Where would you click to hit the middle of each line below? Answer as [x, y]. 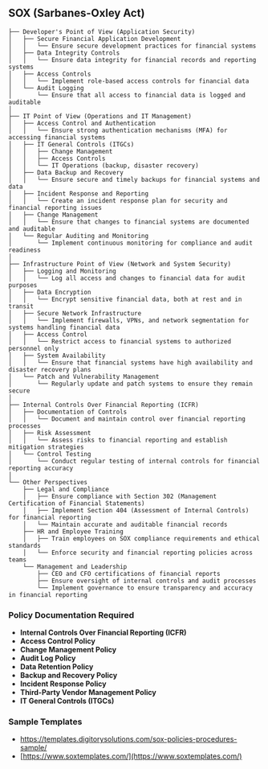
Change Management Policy [68, 650]
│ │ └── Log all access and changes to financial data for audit [127, 278]
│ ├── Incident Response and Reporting [79, 193]
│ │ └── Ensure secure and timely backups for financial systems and [134, 179]
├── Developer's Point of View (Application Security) [102, 31]
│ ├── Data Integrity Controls [64, 53]
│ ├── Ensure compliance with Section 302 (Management [120, 496]
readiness [25, 250]
